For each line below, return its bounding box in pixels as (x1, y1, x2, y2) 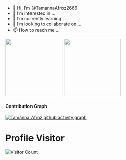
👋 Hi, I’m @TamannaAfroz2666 (12, 5, 78, 11)
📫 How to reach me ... (12, 27, 60, 33)
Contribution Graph (5, 103, 47, 109)
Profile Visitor (5, 132, 65, 144)
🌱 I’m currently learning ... (12, 16, 67, 21)
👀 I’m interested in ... (12, 10, 56, 16)
